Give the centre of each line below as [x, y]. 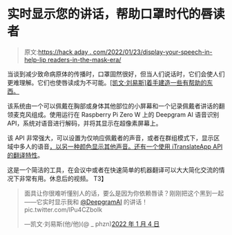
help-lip [35, 59]
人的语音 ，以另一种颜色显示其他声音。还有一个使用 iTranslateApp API [124, 147]
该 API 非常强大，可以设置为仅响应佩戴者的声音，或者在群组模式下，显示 [110, 138]
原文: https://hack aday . [58, 52]
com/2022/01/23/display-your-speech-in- [153, 52]
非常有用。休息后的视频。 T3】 [63, 178]
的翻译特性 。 [25, 155]
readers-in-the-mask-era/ [84, 59]
